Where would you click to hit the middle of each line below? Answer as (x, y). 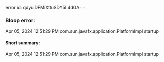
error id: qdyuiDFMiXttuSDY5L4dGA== (45, 7)
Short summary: (23, 43)
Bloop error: (20, 20)
